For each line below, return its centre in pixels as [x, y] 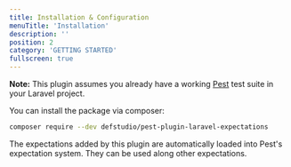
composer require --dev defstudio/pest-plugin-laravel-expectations [139, 127]
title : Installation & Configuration [79, 17]
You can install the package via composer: [87, 111]
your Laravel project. [47, 93]
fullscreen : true [41, 59]
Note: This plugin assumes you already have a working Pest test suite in [141, 84]
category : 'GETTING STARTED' [63, 51]
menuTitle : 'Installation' [59, 26]
